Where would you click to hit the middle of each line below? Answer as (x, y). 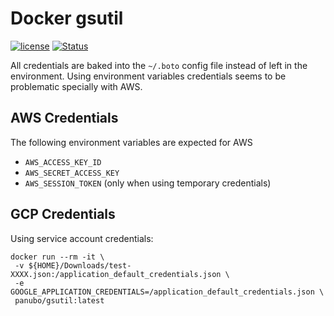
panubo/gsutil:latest (59, 300)
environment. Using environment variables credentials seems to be (148, 76)
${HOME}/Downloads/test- (80, 265)
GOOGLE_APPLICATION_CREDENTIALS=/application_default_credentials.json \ (167, 292)
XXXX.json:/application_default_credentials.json (116, 274)
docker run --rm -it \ (57, 257)
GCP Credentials (63, 214)
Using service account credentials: (82, 238)
